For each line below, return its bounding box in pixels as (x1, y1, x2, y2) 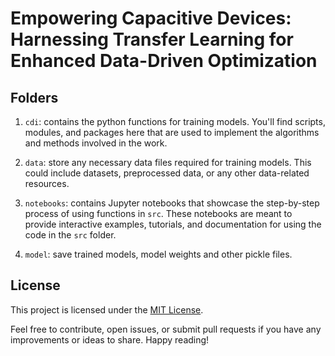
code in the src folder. (24, 229, 117, 241)
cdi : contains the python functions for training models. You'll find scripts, (24, 116, 326, 127)
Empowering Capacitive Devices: (10, 7, 292, 30)
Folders (10, 89, 59, 106)
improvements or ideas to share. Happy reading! (10, 333, 210, 346)
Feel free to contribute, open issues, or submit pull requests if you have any (10, 323, 322, 335)
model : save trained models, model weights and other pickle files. (24, 248, 293, 260)
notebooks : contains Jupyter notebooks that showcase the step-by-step (24, 197, 320, 209)
